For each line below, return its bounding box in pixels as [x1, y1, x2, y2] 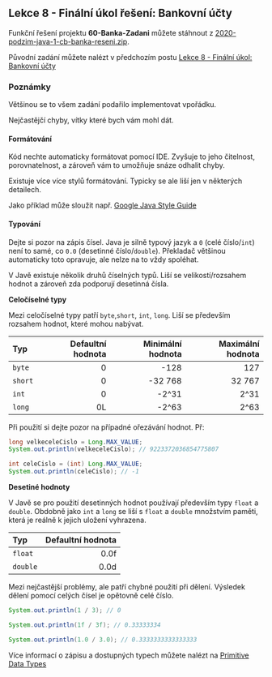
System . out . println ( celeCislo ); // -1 [8, 468, 139, 476]
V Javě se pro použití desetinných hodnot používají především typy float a [8, 498, 259, 508]
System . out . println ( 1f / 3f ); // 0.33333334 [8, 620, 161, 629]
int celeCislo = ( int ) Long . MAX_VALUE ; [8, 460, 143, 469]
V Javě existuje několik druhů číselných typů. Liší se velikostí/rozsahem [8, 270, 247, 280]
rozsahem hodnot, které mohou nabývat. [8, 319, 144, 328]
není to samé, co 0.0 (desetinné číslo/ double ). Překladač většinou [8, 246, 227, 255]
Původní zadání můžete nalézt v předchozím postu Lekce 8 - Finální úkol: [8, 52, 253, 62]
